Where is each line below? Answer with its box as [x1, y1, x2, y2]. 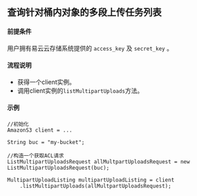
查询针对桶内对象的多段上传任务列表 [7, 6, 162, 19]
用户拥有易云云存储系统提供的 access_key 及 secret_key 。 [7, 44, 173, 52]
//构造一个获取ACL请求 [7, 152, 64, 159]
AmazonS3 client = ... [7, 127, 73, 134]
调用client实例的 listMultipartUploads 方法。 [17, 86, 144, 95]
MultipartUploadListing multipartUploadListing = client [7, 177, 175, 184]
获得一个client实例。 [17, 78, 76, 86]
